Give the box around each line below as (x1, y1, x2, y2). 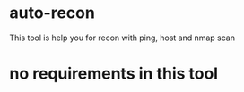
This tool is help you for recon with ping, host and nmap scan (9, 32, 236, 43)
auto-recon (9, 3, 96, 23)
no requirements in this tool (9, 63, 218, 84)
